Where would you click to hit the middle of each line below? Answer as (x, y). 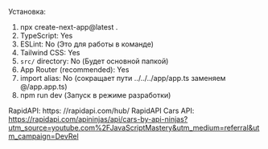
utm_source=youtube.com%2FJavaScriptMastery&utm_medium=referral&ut (134, 128)
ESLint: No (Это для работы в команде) (87, 44)
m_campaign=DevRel (43, 136)
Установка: (27, 12)
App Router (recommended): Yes (74, 70)
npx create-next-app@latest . (69, 27)
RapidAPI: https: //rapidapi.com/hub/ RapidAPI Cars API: (101, 111)
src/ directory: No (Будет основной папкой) (94, 61)
